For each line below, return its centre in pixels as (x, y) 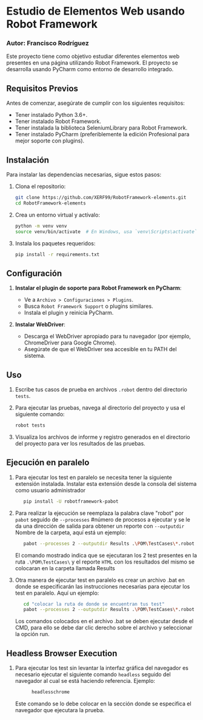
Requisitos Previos (42, 89)
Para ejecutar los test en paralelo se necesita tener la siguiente (94, 477)
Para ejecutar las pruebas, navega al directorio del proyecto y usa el (100, 408)
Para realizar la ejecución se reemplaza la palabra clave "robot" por (99, 513)
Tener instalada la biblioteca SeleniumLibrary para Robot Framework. (101, 128)
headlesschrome (50, 692)
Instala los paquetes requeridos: (55, 243)
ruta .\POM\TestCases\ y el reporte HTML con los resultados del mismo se (105, 562)
